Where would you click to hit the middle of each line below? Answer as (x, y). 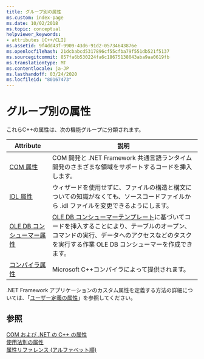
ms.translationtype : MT (36, 63)
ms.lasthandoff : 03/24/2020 (42, 74)
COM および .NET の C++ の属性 (47, 334)
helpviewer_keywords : (34, 35)
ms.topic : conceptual (34, 29)
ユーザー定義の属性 (54, 298)
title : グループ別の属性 (34, 12)
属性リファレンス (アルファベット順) (52, 349)
